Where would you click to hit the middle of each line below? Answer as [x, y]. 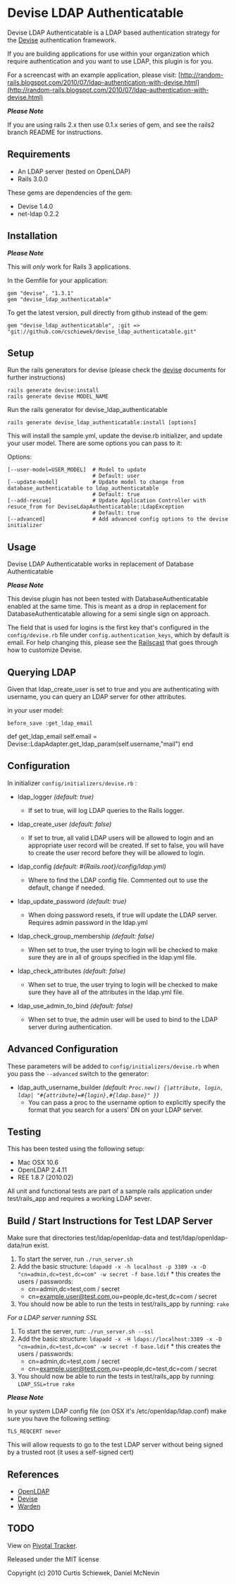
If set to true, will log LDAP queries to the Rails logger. [106, 810]
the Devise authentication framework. [62, 40]
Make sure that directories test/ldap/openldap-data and [88, 1238]
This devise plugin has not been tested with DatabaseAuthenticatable [108, 599]
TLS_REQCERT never [34, 1432]
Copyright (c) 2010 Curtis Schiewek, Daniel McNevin [83, 1573]
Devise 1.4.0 [35, 206]
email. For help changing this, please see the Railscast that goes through [113, 643]
